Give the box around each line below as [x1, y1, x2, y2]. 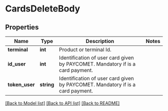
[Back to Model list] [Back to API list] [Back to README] [5, 100, 120, 106]
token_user [7, 81, 35, 88]
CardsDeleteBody [5, 3, 80, 14]
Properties [5, 23, 39, 31]
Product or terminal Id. [59, 46, 111, 53]
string [39, 81, 54, 88]
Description [85, 38, 114, 44]
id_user [7, 60, 26, 67]
